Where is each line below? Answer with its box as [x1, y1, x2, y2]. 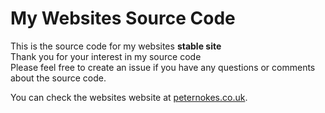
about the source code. [10, 72, 107, 84]
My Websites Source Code [10, 7, 236, 30]
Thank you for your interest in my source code [10, 50, 202, 62]
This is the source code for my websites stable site [10, 40, 222, 52]
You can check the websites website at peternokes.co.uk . [10, 91, 248, 103]
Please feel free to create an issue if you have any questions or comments [10, 61, 316, 73]
